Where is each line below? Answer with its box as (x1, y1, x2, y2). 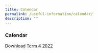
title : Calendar (5, 7, 38, 12)
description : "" (5, 16, 38, 21)
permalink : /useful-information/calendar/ (5, 12, 93, 16)
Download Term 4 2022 (5, 43, 53, 49)
